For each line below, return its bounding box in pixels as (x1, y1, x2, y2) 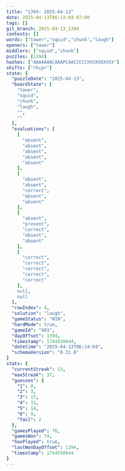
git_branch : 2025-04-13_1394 (6, 25, 79, 32)
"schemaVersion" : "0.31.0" (11, 350, 79, 356)
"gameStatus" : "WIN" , (11, 316, 66, 322)
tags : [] (6, 20, 28, 26)
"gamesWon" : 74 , (11, 433, 52, 439)
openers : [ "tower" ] (6, 43, 55, 49)
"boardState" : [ (11, 82, 52, 88)
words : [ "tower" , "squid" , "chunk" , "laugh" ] (6, 37, 114, 43)
